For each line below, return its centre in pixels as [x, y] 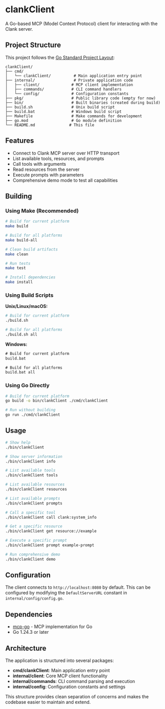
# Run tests [18, 263]
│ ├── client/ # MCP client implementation [69, 85]
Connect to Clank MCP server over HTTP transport [66, 153]
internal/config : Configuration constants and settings [69, 687]
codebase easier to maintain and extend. [48, 702]
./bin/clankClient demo [31, 559]
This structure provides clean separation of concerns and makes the [77, 697]
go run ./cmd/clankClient [33, 415]
